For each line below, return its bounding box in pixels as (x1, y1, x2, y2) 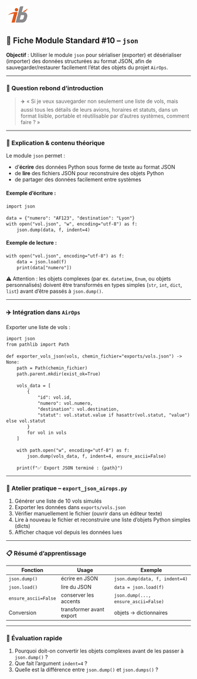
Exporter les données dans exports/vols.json (14, 504, 126, 511)
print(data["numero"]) (16, 265, 72, 270)
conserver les (60, 591, 94, 598)
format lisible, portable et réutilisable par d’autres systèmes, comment (20, 112, 189, 119)
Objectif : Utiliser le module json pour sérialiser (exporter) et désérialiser (6, 51, 182, 58)
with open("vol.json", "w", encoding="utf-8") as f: (6, 221, 138, 227)
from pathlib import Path (6, 342, 69, 348)
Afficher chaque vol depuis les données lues (14, 529, 123, 536)
